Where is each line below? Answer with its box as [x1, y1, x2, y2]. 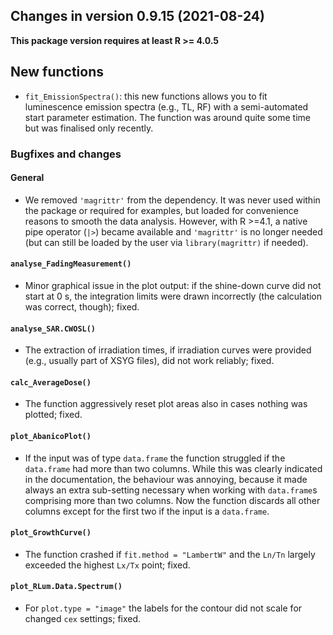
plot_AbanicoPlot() [10, 431, 92, 441]
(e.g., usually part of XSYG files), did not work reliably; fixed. [24, 355, 275, 367]
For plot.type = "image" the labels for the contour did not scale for [24, 602, 303, 614]
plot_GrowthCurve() [10, 528, 92, 538]
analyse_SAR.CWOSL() [10, 324, 97, 334]
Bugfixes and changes [10, 147, 122, 161]
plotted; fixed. [24, 409, 83, 421]
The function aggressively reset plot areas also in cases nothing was [24, 398, 308, 410]
